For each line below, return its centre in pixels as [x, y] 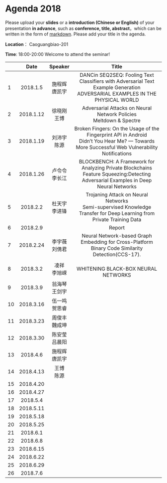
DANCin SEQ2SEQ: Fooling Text [117, 75]
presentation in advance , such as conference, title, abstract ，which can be [83, 28]
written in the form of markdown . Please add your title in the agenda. [76, 34]
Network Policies [117, 114]
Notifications [117, 154]
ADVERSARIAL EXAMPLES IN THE [117, 94]
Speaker [59, 66]
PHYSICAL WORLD [117, 100]
